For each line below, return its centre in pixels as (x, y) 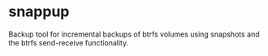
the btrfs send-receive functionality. (69, 42)
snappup (39, 12)
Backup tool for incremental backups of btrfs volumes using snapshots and (134, 34)
